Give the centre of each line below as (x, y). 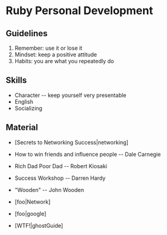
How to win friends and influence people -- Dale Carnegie (88, 154)
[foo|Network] (32, 202)
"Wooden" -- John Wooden (49, 190)
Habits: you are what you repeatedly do (64, 61)
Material (22, 127)
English (24, 101)
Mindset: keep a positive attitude (56, 55)
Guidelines (27, 33)
